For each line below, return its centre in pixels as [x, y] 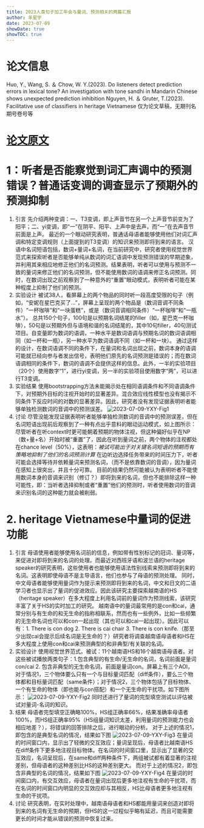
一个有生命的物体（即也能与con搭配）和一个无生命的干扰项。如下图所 [102, 689]
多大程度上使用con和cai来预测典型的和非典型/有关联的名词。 [91, 644]
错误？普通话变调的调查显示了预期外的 [102, 186]
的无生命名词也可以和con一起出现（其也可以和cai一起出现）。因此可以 [102, 621]
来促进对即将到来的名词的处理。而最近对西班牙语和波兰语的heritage [100, 561]
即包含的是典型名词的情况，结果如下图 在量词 [104, 735]
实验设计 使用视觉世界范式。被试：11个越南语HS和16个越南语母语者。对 [104, 652]
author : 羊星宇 [24, 18]
